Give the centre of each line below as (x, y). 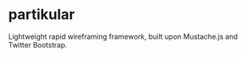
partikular (42, 15)
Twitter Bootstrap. (38, 44)
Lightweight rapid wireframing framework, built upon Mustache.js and (123, 36)
